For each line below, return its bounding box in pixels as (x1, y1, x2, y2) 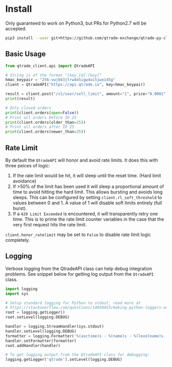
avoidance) (12, 178, 37, 184)
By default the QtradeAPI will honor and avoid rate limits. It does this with (5, 157, 158, 163)
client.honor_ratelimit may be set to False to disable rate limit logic (5, 231, 151, 238)
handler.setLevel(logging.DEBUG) (5, 329, 77, 334)
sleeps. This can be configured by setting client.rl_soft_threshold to (12, 194, 162, 200)
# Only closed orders (5, 105, 52, 110)
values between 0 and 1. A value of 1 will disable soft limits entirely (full (12, 200, 162, 206)
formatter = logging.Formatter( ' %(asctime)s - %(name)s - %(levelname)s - (5, 333, 168, 339)
